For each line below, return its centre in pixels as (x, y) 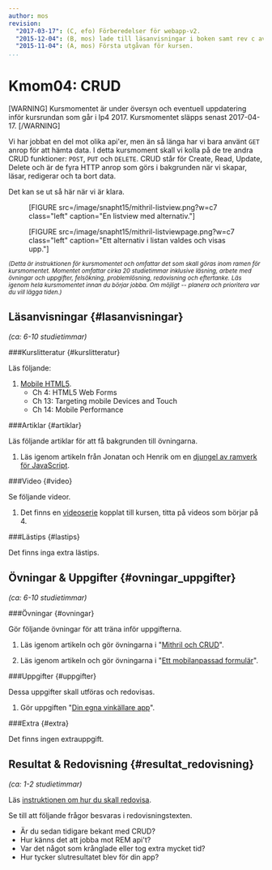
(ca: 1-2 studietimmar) (45, 784)
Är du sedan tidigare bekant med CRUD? (88, 831)
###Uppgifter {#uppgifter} (53, 676)
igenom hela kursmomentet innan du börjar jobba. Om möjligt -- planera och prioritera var (134, 285)
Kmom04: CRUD (65, 86)
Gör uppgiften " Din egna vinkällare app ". (87, 707)
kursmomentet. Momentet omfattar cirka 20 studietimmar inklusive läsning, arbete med (130, 271)
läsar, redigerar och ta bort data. (62, 176)
